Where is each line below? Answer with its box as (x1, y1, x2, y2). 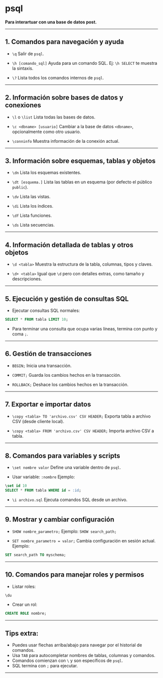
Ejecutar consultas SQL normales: (12, 308, 80, 313)
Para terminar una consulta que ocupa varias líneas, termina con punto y (12, 326, 158, 331)
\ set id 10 (5, 484, 27, 488)
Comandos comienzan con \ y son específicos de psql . (12, 658, 123, 663)
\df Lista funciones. (12, 213, 52, 218)
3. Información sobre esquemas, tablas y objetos (5, 156, 156, 165)
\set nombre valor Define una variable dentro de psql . (12, 465, 121, 470)
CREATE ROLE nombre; (5, 611, 47, 616)
